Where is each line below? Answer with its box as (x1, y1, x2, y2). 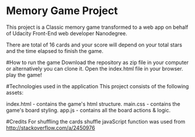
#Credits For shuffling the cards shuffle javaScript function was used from (6, 118, 186, 125)
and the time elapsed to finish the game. (6, 47, 104, 54)
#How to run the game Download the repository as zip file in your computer (6, 59, 189, 66)
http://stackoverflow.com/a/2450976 (6, 124, 95, 131)
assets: (6, 89, 23, 96)
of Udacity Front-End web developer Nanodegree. (6, 29, 127, 36)
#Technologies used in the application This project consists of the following (6, 82, 189, 89)
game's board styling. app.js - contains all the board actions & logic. (6, 106, 171, 113)
